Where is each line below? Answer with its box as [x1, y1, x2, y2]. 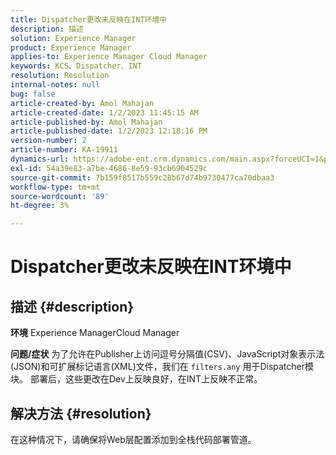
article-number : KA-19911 [10, 145, 118, 155]
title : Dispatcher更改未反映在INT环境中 [10, 14, 168, 25]
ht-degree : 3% [10, 201, 70, 211]
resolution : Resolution [10, 71, 110, 81]
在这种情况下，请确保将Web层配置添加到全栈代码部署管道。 [10, 433, 257, 445]
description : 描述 [10, 24, 84, 34]
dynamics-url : [10, 154, 70, 164]
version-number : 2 [10, 136, 87, 146]
